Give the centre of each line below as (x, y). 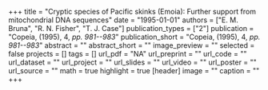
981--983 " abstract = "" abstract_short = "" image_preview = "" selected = (132, 45)
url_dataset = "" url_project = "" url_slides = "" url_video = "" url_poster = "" (133, 62)
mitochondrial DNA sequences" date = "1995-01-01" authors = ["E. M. (123, 20)
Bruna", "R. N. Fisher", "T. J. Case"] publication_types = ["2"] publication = (131, 28)
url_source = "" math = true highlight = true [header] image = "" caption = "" (134, 70)
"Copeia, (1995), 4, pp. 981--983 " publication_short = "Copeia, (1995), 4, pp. (134, 37)
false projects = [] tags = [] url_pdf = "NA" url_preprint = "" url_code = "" (128, 54)
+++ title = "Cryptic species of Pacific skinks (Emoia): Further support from (132, 12)
